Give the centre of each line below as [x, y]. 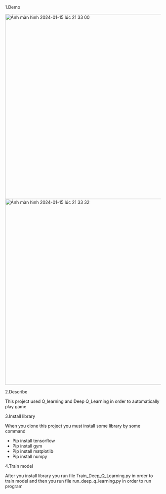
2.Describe [16, 392]
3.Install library [20, 416]
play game [16, 407]
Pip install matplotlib [33, 451]
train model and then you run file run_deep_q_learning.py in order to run [78, 481]
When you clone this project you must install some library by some [73, 426]
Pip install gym [27, 446]
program [14, 486]
